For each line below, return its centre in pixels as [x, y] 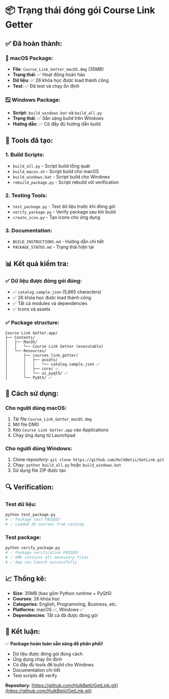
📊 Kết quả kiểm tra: [37, 264]
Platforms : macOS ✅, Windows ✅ [48, 610]
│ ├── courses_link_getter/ [42, 355]
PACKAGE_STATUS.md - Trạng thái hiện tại [53, 247]
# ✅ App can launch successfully [41, 562]
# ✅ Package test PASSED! [33, 519]
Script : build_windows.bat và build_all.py [57, 113]
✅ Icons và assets [32, 309]
